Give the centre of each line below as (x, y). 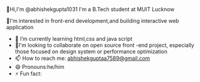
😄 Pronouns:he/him (40, 67)
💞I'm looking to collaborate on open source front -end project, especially (104, 45)
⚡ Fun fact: (28, 74)
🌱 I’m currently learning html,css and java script (74, 39)
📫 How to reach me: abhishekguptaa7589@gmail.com (82, 58)
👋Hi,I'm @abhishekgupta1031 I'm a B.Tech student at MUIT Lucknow (90, 9)
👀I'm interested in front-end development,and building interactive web (93, 21)
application (20, 27)
